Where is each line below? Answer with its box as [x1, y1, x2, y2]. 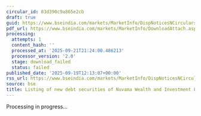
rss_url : [6, 75, 28, 81]
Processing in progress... [6, 103, 68, 110]
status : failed [11, 64, 50, 71]
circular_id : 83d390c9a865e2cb [6, 8, 84, 15]
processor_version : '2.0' [11, 53, 77, 59]
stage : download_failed [11, 59, 71, 65]
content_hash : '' [11, 42, 55, 48]
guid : [6, 20, 20, 26]
